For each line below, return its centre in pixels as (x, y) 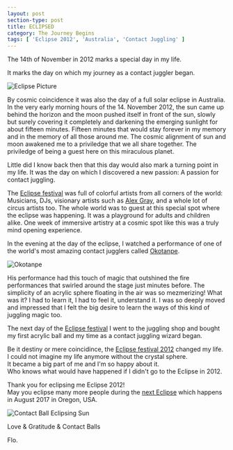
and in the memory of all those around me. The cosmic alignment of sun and (116, 137)
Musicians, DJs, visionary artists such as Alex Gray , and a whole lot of (107, 201)
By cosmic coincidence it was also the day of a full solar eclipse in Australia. (116, 100)
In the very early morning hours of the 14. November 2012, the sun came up (116, 107)
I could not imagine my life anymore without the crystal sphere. (97, 357)
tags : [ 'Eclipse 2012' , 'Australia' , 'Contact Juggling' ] (96, 40)
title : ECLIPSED (31, 26)
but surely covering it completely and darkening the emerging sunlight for (112, 122)
